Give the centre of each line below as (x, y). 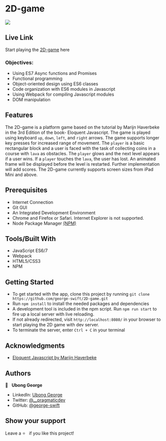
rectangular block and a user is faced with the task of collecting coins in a (81, 148)
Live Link (19, 38)
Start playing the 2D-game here (37, 50)
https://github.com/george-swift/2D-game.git (60, 299)
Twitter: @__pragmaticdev (39, 400)
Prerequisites (26, 190)
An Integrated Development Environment (54, 213)
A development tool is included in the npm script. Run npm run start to (84, 309)
